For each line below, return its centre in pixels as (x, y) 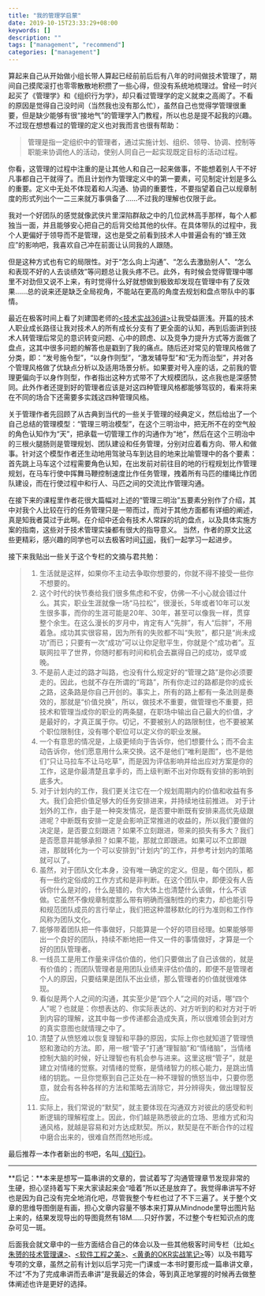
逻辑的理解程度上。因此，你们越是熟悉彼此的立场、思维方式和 (146, 1117)
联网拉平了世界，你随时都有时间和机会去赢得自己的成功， (132, 652)
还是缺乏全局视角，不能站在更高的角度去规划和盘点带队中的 (151, 291)
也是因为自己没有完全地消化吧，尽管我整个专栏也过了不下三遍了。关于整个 (129, 1198)
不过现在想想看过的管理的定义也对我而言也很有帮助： (95, 125)
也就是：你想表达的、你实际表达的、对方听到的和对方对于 (156, 1008)
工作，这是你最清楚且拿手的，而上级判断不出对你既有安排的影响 (143, 771)
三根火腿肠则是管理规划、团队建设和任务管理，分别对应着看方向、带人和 (132, 443)
